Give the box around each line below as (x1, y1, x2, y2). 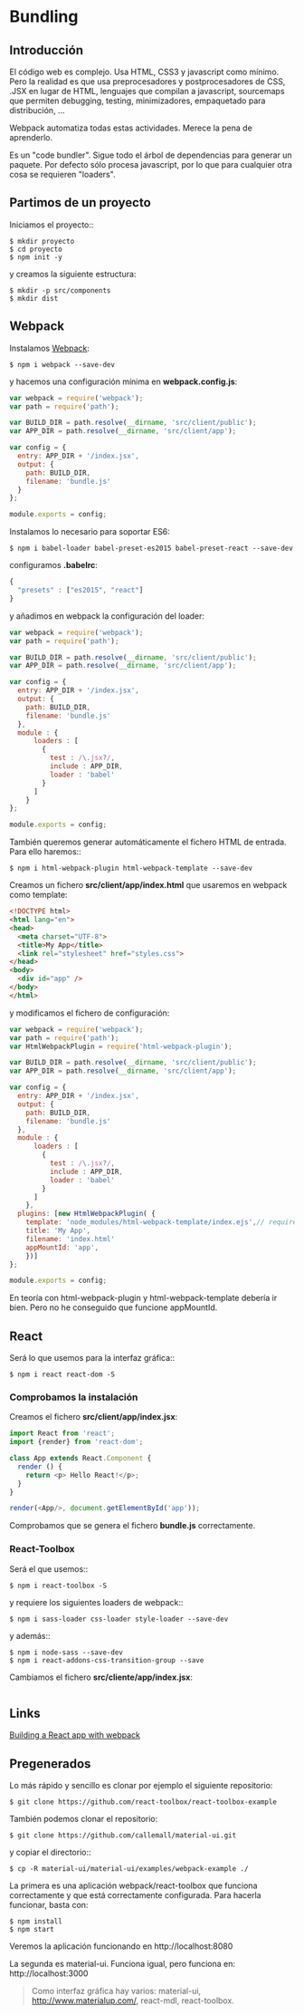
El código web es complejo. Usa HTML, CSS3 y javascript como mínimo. (9, 66, 280, 77)
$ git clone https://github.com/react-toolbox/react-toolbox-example (9, 1798, 278, 1807)
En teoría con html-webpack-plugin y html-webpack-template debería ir (9, 1293, 278, 1304)
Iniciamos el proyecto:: (9, 219, 94, 230)
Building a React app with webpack (9, 1730, 141, 1740)
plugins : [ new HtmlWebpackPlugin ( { (17, 1210, 156, 1219)
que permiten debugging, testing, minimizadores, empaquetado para (9, 95, 266, 106)
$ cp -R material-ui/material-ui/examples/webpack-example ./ (9, 1865, 249, 1874)
